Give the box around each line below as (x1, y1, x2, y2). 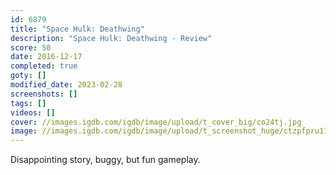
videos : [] (10, 107, 56, 118)
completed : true (10, 61, 78, 71)
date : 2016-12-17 (10, 52, 83, 62)
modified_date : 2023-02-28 (10, 80, 123, 90)
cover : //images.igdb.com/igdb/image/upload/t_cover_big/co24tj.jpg (10, 117, 302, 127)
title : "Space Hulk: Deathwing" (10, 24, 145, 34)
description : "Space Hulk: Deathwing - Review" (10, 33, 213, 43)
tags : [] (10, 98, 47, 108)
